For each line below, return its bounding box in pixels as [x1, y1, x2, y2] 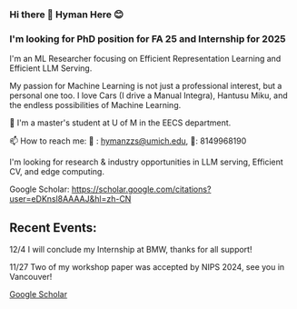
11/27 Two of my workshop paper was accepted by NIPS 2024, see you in [9, 262, 285, 273]
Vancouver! [9, 272, 53, 283]
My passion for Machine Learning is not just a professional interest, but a [9, 81, 282, 92]
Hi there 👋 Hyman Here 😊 [9, 8, 124, 21]
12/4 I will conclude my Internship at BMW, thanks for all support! [9, 244, 252, 255]
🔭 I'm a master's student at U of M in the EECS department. [9, 117, 232, 128]
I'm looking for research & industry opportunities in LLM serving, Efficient [9, 156, 283, 167]
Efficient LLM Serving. [9, 63, 93, 74]
